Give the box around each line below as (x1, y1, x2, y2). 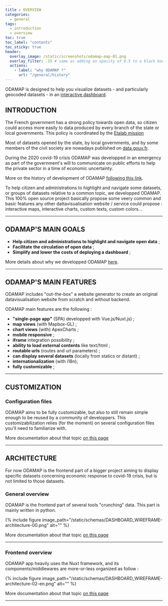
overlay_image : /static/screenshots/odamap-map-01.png (9, 54, 126, 59)
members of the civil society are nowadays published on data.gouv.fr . (5, 145, 149, 151)
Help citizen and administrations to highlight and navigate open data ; (12, 238, 160, 244)
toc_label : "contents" (5, 40, 52, 45)
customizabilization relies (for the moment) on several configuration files (5, 420, 154, 426)
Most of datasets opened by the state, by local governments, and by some (5, 140, 158, 146)
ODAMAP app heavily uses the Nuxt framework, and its (5, 560, 119, 566)
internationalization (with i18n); (12, 358, 78, 364)
